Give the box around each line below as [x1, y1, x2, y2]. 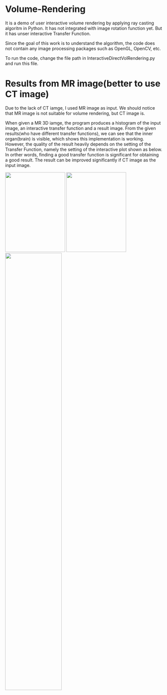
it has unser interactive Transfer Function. [5, 30, 91, 36]
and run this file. [5, 60, 39, 66]
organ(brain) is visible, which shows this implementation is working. [5, 136, 145, 141]
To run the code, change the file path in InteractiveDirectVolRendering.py [5, 55, 156, 61]
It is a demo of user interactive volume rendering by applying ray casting [5, 20, 155, 26]
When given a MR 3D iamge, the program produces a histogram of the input [5, 120, 161, 126]
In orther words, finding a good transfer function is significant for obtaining [5, 151, 159, 157]
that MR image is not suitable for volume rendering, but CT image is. [5, 110, 146, 116]
